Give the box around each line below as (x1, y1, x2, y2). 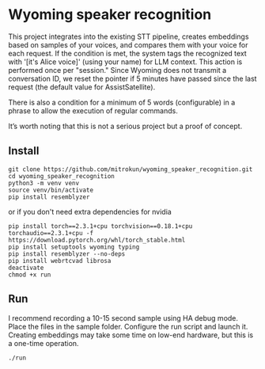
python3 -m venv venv (8, 179, 80, 187)
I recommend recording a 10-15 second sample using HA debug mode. (8, 313, 239, 322)
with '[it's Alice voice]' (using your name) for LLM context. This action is (8, 57, 243, 67)
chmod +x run (8, 271, 51, 279)
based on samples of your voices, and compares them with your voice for (8, 40, 248, 49)
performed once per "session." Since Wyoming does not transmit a (8, 65, 227, 74)
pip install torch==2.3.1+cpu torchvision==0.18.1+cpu (8, 222, 193, 230)
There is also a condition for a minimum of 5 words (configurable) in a (8, 97, 236, 107)
